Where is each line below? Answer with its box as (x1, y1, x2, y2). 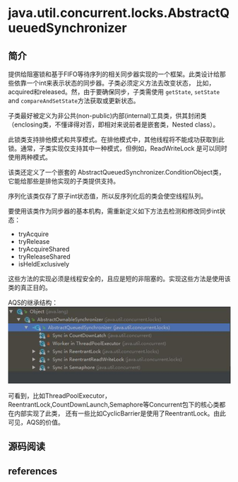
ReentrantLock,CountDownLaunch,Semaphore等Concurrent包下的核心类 (8, 400, 220, 408)
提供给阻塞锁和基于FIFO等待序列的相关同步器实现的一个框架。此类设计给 (8, 70, 220, 78)
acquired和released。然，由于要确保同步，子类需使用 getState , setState (8, 88, 220, 96)
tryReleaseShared (18, 252, 71, 261)
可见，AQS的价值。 (8, 418, 64, 426)
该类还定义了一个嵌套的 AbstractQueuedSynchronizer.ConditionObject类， (8, 168, 225, 176)
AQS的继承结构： (8, 298, 59, 307)
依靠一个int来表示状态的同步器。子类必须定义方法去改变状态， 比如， (13, 79, 215, 87)
